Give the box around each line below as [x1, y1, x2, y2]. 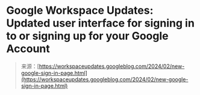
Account [6, 42, 50, 56]
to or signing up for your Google [6, 29, 169, 43]
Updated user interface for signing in [6, 16, 195, 30]
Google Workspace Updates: [6, 4, 154, 17]
